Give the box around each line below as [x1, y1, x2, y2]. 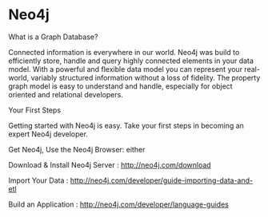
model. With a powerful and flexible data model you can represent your [8, 64, 242, 73]
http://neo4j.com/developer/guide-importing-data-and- [70, 176, 254, 185]
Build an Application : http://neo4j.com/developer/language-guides [8, 199, 230, 209]
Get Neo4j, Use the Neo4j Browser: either [8, 144, 146, 154]
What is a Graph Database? [8, 32, 98, 41]
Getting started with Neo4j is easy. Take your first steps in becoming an [8, 120, 244, 130]
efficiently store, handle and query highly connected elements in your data [8, 56, 254, 65]
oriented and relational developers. [8, 89, 124, 99]
